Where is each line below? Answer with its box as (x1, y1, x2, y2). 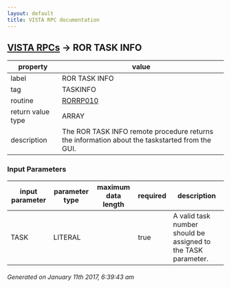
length (102, 200, 125, 209)
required (137, 191, 166, 200)
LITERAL (53, 232, 81, 242)
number (173, 219, 199, 229)
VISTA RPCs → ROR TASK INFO (7, 42, 142, 53)
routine (10, 96, 34, 106)
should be (173, 228, 206, 237)
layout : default (7, 10, 54, 17)
